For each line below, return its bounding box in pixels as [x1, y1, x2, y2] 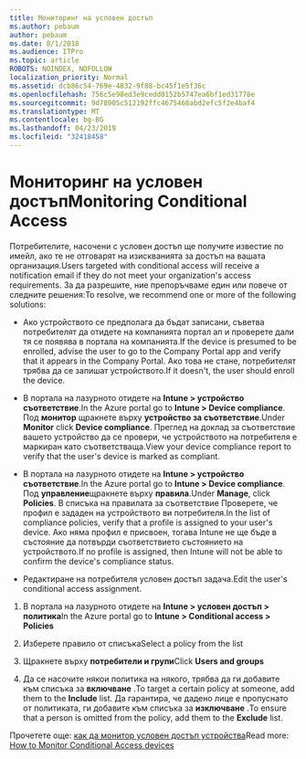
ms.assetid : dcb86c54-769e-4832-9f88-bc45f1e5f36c [9, 81, 206, 90]
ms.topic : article [9, 56, 79, 65]
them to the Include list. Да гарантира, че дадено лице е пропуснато [22, 692, 289, 703]
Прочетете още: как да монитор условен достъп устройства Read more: [9, 730, 290, 741]
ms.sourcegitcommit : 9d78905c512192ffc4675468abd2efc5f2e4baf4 [9, 98, 256, 108]
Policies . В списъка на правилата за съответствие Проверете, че [22, 497, 279, 508]
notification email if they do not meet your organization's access [9, 269, 251, 280]
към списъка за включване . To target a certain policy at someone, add [22, 682, 295, 694]
